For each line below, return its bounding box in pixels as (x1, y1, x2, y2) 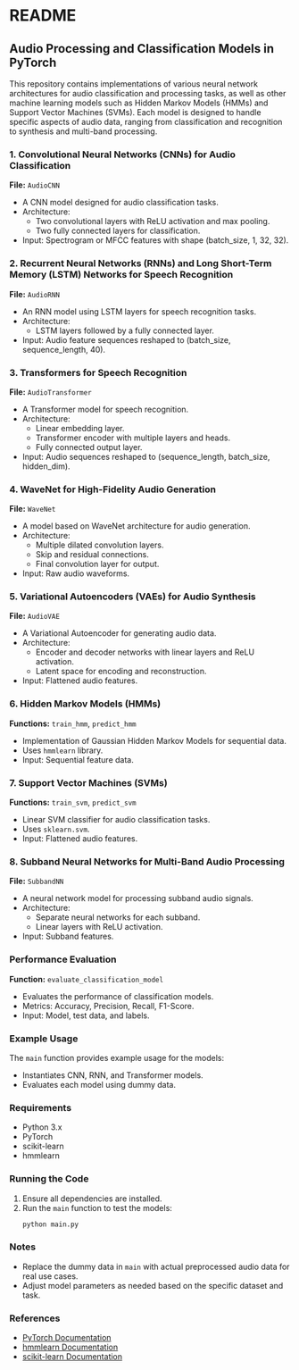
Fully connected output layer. (35, 441, 143, 452)
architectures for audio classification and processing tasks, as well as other (9, 88, 287, 98)
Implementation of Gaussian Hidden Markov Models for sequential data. (21, 735, 287, 746)
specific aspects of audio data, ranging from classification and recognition (9, 117, 283, 127)
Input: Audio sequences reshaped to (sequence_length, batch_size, (21, 451, 270, 462)
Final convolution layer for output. (35, 559, 160, 570)
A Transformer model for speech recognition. (21, 404, 189, 414)
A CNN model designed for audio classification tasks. (21, 197, 219, 208)
